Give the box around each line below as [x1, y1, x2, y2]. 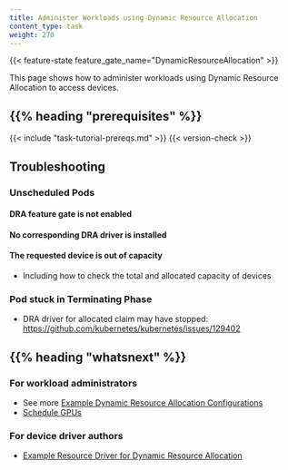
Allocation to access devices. [9, 83, 120, 93]
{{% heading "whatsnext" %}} [9, 349, 187, 365]
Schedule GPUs [22, 406, 82, 417]
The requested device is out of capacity [9, 250, 164, 261]
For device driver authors [9, 429, 124, 442]
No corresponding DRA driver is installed [9, 229, 167, 240]
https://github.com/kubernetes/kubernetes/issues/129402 [22, 323, 241, 334]
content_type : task [9, 22, 84, 31]
